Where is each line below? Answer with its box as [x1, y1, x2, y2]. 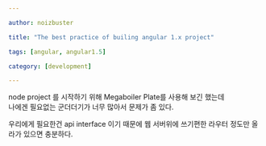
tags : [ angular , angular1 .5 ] [8, 47, 106, 56]
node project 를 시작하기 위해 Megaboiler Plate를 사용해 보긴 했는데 [8, 92, 225, 102]
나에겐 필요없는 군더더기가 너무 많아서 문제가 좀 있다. [8, 102, 174, 112]
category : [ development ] [8, 62, 92, 71]
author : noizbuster [8, 18, 74, 26]
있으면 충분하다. [23, 129, 73, 139]
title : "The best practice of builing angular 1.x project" [8, 33, 215, 41]
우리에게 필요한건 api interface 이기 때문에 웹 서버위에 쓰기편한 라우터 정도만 [8, 120, 250, 129]
